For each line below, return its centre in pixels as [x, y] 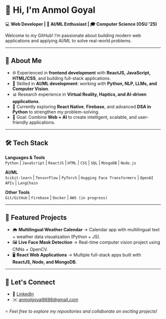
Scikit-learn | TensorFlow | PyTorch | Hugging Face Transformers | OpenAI [79, 177]
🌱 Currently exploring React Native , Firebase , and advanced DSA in [82, 106]
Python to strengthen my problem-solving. [56, 112]
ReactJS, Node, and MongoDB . [44, 262]
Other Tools [18, 192]
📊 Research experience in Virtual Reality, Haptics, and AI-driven [79, 94]
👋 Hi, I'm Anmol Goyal [50, 10]
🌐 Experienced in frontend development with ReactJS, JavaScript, [81, 72]
